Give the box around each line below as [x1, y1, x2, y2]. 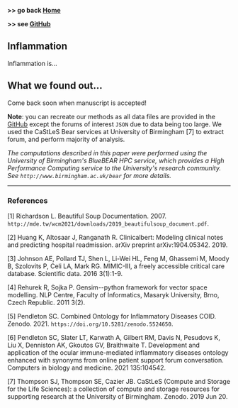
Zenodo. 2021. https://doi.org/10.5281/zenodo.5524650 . [7, 319, 174, 328]
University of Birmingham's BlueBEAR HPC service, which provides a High [7, 156, 225, 165]
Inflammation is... [7, 59, 58, 67]
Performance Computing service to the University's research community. [7, 163, 222, 172]
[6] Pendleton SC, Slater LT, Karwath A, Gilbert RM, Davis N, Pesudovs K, [7, 333, 221, 341]
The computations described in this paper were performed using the [7, 148, 208, 157]
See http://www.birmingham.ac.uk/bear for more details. [7, 171, 172, 180]
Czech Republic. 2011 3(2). [7, 298, 86, 307]
